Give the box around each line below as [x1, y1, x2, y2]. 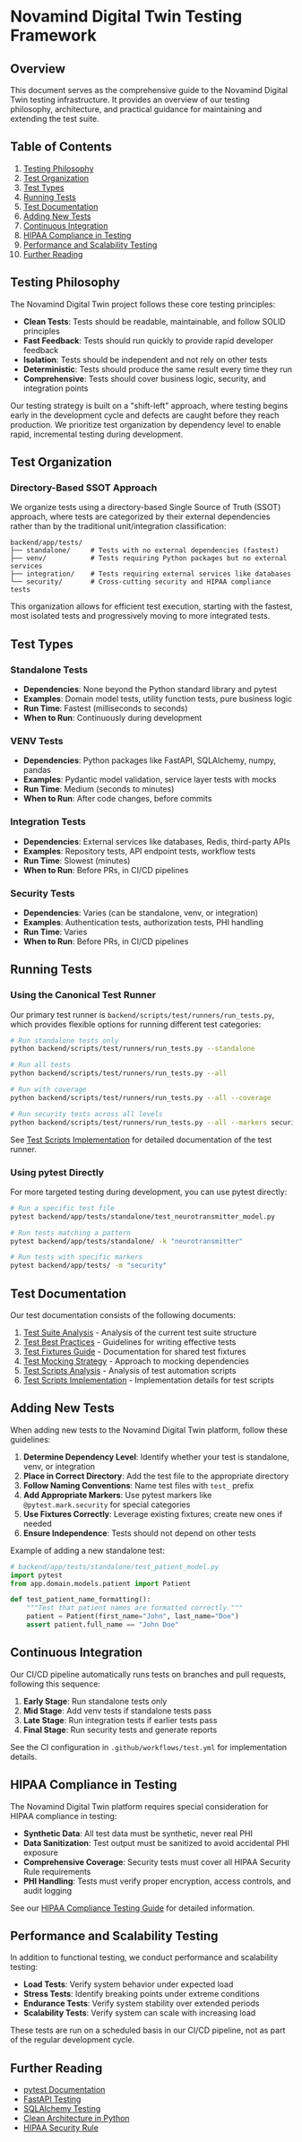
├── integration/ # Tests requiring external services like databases [10, 569, 292, 579]
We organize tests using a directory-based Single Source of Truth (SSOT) [10, 502, 281, 513]
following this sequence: [10, 1678, 101, 1689]
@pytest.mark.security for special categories [22, 1499, 191, 1510]
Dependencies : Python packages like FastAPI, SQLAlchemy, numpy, [22, 755, 276, 766]
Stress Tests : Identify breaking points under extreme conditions [22, 1989, 260, 1999]
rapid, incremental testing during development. [10, 429, 184, 439]
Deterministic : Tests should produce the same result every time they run [22, 363, 293, 374]
